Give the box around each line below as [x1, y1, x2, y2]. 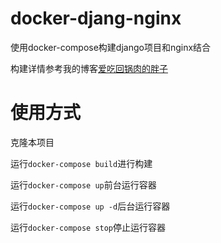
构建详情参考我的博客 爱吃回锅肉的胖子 [10, 62, 168, 74]
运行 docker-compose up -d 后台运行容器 [10, 200, 171, 212]
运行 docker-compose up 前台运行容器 [10, 178, 157, 191]
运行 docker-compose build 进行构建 [10, 157, 153, 169]
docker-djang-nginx [10, 7, 182, 30]
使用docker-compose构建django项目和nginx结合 [10, 41, 212, 53]
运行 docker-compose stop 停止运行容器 [10, 221, 167, 233]
